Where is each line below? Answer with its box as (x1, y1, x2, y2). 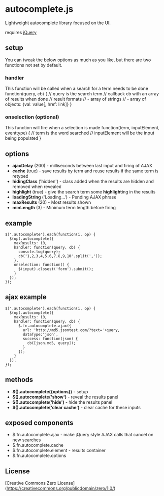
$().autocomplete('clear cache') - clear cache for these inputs (12, 404, 141, 410)
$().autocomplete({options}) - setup (12, 388, 88, 394)
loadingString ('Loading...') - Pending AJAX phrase (12, 194, 117, 200)
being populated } (5, 135, 42, 141)
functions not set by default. (5, 62, 63, 68)
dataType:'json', (23, 332, 58, 337)
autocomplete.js (5, 3, 74, 15)
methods (5, 376, 33, 384)
